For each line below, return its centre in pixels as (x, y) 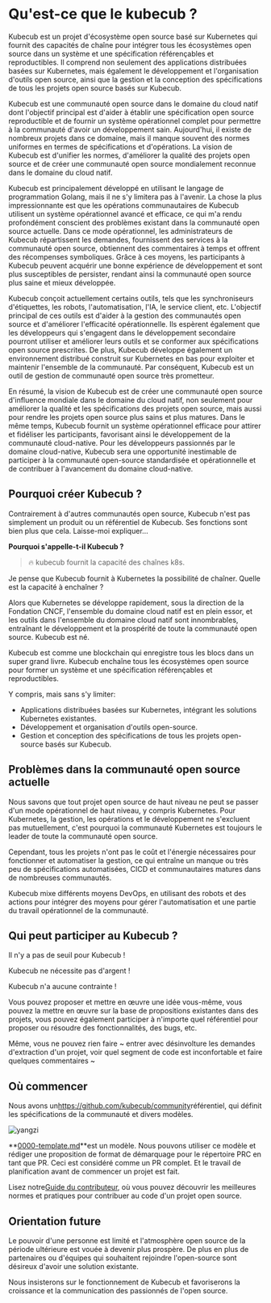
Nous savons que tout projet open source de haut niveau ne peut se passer (133, 802)
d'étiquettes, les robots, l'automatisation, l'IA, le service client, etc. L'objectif (135, 307)
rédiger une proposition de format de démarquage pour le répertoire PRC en (135, 1154)
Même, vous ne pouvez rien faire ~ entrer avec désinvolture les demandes (132, 1043)
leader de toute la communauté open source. (83, 836)
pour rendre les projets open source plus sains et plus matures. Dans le (127, 417)
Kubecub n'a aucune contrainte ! (63, 987)
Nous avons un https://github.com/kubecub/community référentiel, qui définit (135, 1106)
